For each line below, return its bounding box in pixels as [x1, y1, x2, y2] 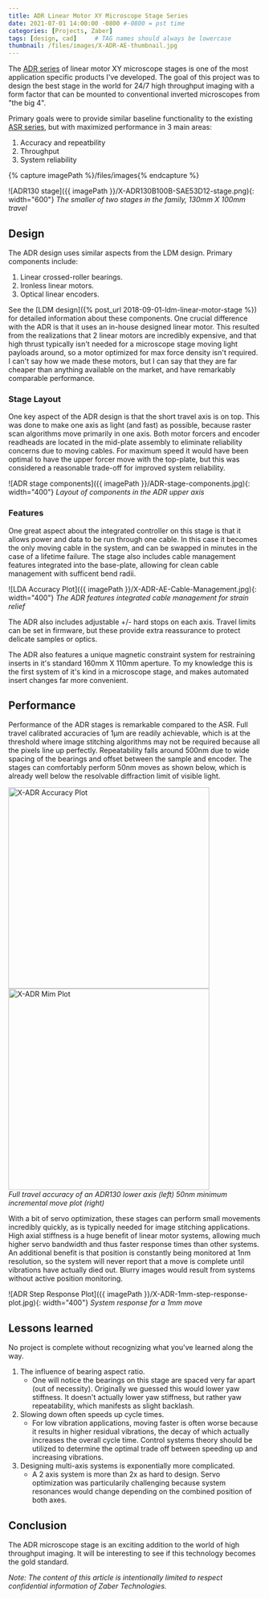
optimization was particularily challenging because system [31, 1478, 226, 1488]
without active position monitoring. [8, 1274, 123, 1283]
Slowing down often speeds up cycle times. [19, 1410, 165, 1419]
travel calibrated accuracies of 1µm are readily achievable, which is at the [8, 728, 251, 738]
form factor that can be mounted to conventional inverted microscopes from [8, 89, 260, 99]
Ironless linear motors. [19, 280, 95, 290]
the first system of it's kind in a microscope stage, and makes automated [8, 666, 249, 677]
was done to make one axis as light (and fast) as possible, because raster [8, 420, 251, 430]
